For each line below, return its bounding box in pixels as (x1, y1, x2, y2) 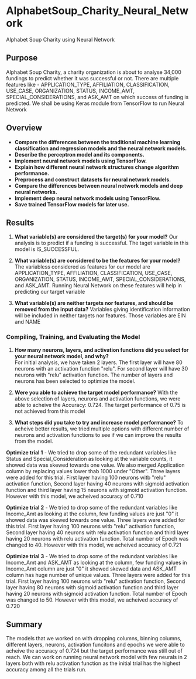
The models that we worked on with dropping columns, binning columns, (6, 635, 182, 642)
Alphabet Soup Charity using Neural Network (6, 36, 115, 43)
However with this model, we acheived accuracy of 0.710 (6, 493, 143, 500)
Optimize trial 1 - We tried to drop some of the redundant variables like (6, 449, 177, 456)
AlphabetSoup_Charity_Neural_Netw (6, 4, 189, 18)
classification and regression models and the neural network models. (14, 145, 187, 152)
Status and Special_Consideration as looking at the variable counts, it (6, 455, 173, 462)
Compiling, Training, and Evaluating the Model (6, 333, 140, 341)
